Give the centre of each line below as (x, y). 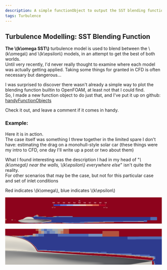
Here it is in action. (24, 134)
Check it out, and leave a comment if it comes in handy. (62, 110)
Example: (17, 123)
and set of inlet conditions (32, 181)
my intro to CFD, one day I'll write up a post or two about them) (70, 150)
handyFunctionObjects (28, 101)
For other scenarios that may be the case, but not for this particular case (80, 175)
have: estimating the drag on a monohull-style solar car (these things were (82, 144)
